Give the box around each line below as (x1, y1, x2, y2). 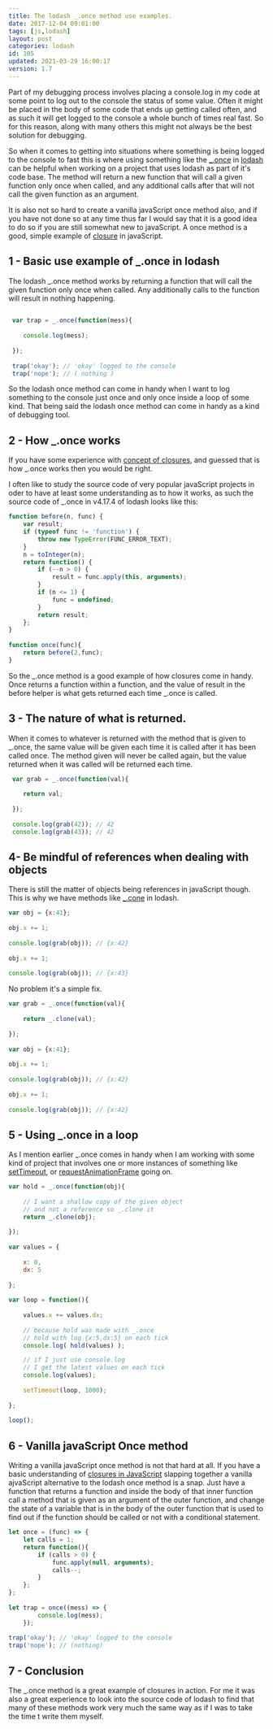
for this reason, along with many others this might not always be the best (8, 121, 252, 131)
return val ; (23, 790, 63, 798)
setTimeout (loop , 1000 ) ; (23, 1386, 107, 1394)
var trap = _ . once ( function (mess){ (11, 316, 132, 325)
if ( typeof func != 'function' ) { (23, 528, 140, 536)
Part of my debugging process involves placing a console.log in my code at (8, 87, 261, 97)
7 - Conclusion (8, 1664, 84, 1678)
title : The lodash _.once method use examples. (8, 11, 173, 20)
